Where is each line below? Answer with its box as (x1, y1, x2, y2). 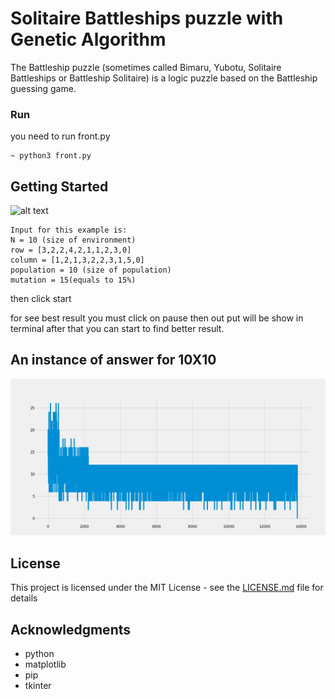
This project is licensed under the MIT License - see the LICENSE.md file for (10, 582, 324, 594)
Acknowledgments (10, 621, 132, 638)
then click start (10, 293, 72, 305)
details (10, 592, 38, 604)
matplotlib (24, 658, 67, 670)
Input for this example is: (10, 225, 128, 236)
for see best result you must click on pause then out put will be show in (10, 312, 304, 324)
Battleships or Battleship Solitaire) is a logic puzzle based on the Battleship (10, 72, 318, 84)
